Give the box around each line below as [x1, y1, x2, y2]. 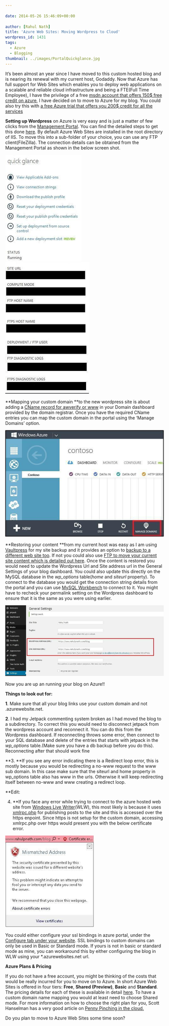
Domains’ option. [5, 420, 40, 426]
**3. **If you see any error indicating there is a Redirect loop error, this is [5, 758, 159, 764]
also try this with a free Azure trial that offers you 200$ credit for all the [5, 102, 153, 109]
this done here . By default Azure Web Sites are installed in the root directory [5, 129, 163, 135]
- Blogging [10, 50, 33, 56]
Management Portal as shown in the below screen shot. [5, 144, 121, 151]
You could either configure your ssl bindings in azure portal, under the [5, 932, 151, 938]
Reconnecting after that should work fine [5, 747, 90, 754]
